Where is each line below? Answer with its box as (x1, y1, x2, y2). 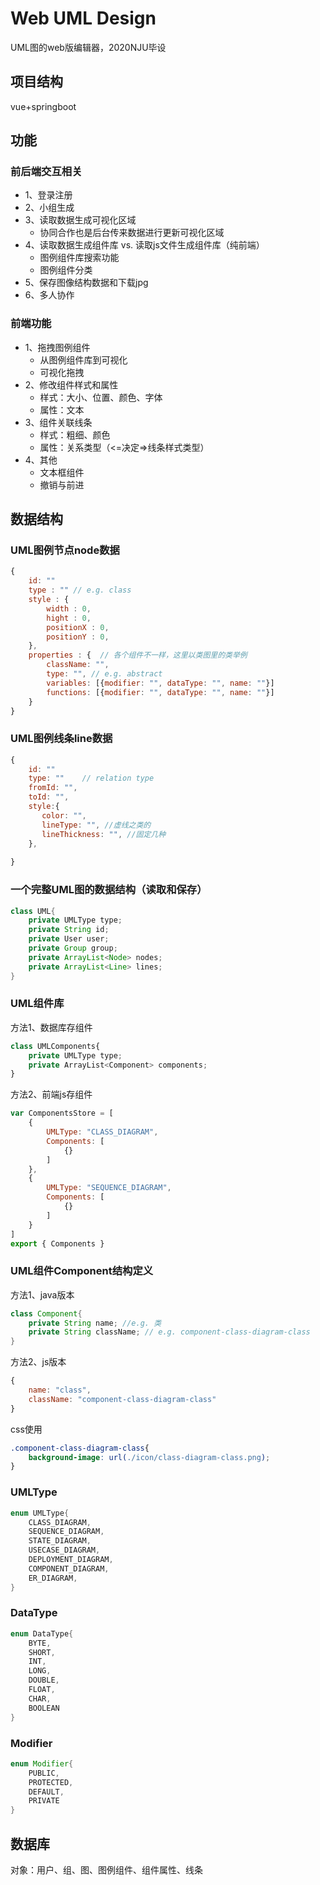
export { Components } (10, 1238, 105, 1249)
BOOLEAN (28, 1703, 60, 1713)
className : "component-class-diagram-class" (28, 1394, 217, 1404)
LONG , (28, 1666, 52, 1676)
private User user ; (28, 934, 110, 944)
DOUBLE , (28, 1675, 60, 1686)
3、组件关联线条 (24, 416, 93, 428)
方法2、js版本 (10, 1356, 67, 1368)
